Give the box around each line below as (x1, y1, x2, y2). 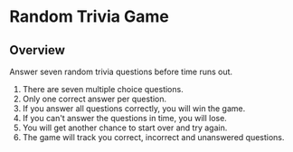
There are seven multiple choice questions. (22, 84, 184, 94)
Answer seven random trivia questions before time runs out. (9, 66, 233, 77)
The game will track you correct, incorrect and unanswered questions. (22, 132, 285, 142)
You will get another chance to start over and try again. (22, 122, 228, 133)
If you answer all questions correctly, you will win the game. (22, 103, 246, 114)
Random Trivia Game (9, 6, 169, 27)
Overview (9, 43, 66, 58)
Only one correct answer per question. (22, 93, 167, 104)
